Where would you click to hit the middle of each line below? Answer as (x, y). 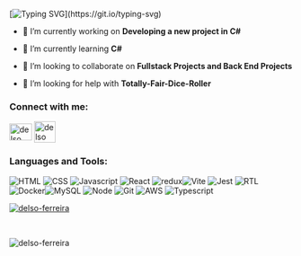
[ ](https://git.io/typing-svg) (85, 14)
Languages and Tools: (58, 162)
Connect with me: (49, 106)
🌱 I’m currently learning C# (72, 49)
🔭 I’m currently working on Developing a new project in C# (131, 31)
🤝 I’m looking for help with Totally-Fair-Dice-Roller (116, 84)
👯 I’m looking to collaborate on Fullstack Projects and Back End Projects (157, 66)
